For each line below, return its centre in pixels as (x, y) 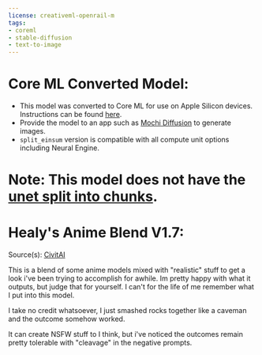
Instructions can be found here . (71, 115)
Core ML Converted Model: (99, 84)
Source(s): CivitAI (37, 255)
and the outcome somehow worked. (67, 319)
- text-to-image (35, 45)
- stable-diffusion (40, 38)
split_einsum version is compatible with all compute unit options (124, 140)
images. (32, 131)
